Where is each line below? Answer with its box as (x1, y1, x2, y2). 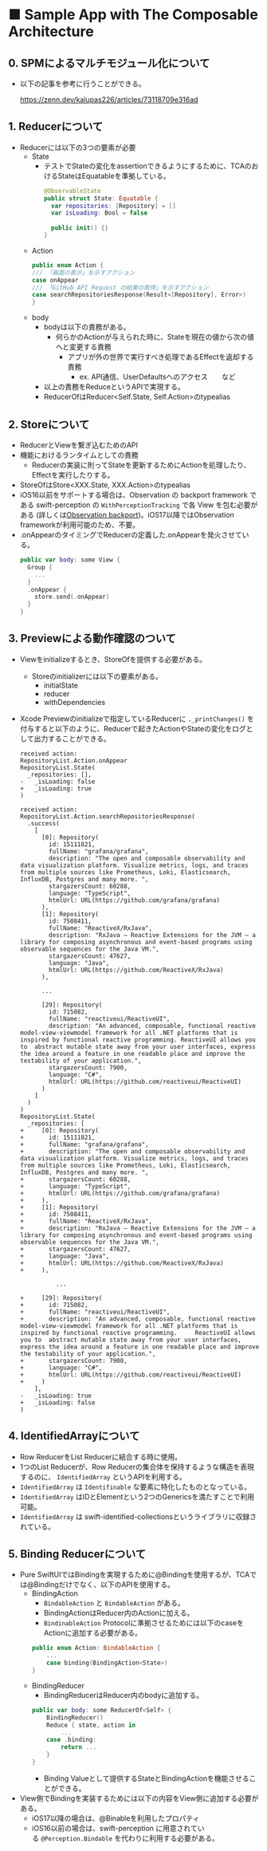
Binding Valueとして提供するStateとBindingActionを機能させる (43, 1773, 249, 1783)
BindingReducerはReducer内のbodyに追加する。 (43, 1690, 204, 1699)
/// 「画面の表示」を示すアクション (31, 269, 135, 277)
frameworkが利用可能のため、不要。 (19, 520, 140, 530)
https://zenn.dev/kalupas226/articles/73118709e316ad (19, 95, 198, 104)
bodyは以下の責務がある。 (43, 322, 131, 332)
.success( (27, 819, 60, 827)
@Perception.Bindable (41, 1834, 113, 1843)
